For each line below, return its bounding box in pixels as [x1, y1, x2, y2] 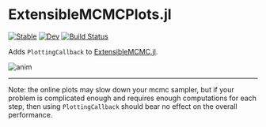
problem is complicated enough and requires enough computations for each [8, 93, 257, 103]
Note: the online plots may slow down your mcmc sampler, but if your [8, 84, 235, 94]
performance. [8, 110, 53, 119]
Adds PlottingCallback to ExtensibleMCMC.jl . [8, 47, 158, 56]
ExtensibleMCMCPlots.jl [8, 6, 172, 24]
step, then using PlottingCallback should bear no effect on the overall [8, 101, 237, 111]
